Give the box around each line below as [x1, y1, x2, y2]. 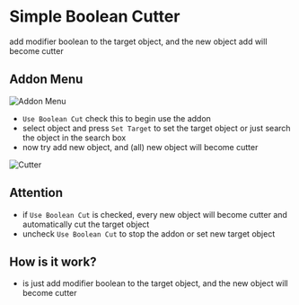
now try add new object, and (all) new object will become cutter [22, 141, 259, 152]
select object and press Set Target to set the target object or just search [22, 122, 291, 133]
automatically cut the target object [22, 219, 150, 229]
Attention [9, 185, 63, 201]
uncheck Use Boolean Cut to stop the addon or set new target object [22, 228, 276, 239]
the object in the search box [22, 132, 127, 143]
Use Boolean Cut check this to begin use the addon [22, 112, 211, 123]
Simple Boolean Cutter [9, 6, 180, 27]
